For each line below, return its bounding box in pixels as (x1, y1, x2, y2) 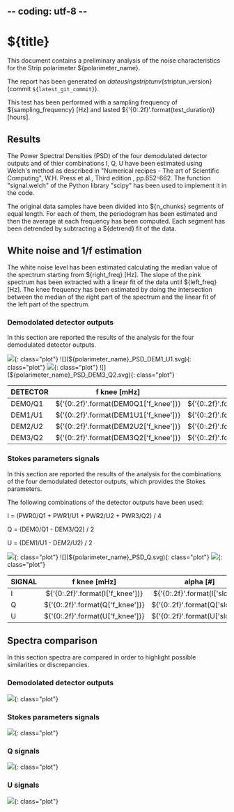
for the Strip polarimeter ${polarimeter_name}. (7, 64, 141, 72)
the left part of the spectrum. (7, 299, 91, 309)
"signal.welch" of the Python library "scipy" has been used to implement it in (7, 181, 227, 190)
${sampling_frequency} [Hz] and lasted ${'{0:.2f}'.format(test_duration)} (7, 106, 215, 114)
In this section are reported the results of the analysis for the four (7, 334, 194, 342)
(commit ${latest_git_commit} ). (7, 85, 100, 93)
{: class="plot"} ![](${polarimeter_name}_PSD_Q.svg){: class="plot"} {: (14, 553, 223, 561)
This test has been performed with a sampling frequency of (7, 98, 178, 107)
